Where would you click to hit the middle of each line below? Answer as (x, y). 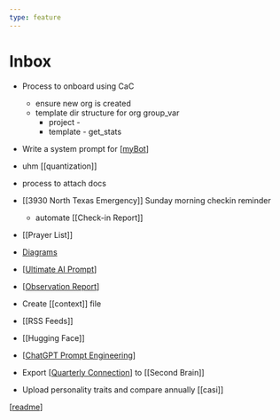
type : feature (35, 17)
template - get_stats (85, 131)
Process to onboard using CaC (78, 86)
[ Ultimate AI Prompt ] (59, 269)
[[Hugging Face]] (54, 337)
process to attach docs (64, 183)
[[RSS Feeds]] (47, 321)
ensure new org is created (83, 103)
